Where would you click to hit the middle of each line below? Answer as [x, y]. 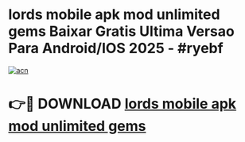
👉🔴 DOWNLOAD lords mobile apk [122, 104]
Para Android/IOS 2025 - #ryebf [116, 48]
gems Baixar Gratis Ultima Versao [121, 31]
